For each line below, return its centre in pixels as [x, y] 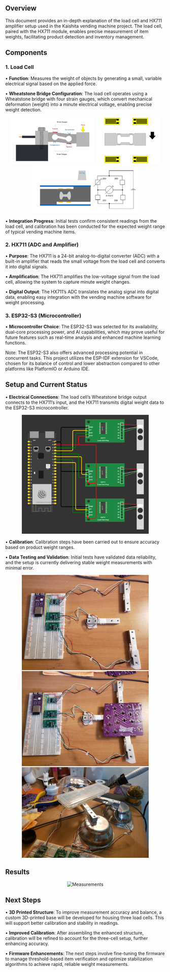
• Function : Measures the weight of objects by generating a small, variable [84, 78]
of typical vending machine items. [41, 232]
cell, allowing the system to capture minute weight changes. [68, 282]
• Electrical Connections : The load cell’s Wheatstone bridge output [76, 397]
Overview [21, 8]
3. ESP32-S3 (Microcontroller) [43, 316]
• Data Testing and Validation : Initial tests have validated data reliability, [81, 557]
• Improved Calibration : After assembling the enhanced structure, [74, 933]
